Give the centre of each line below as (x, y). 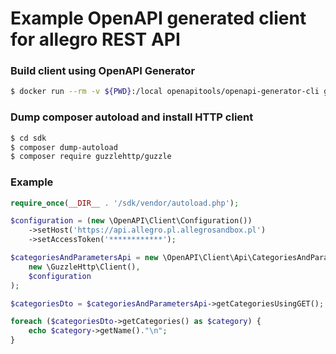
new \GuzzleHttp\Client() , (84, 267)
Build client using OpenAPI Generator (103, 71)
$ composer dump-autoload (64, 147)
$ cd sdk (28, 138)
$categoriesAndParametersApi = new (84, 258)
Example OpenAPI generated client (158, 18)
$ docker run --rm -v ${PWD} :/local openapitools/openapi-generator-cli (165, 92)
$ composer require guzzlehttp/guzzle (91, 157)
